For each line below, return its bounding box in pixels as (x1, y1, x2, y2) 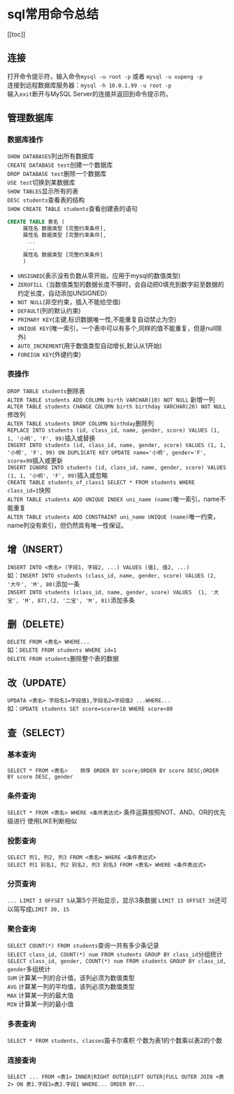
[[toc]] (7, 29, 26, 39)
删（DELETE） (7, 618, 70, 631)
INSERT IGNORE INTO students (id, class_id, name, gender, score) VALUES (7, 464, 227, 471)
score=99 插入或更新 (7, 456, 64, 465)
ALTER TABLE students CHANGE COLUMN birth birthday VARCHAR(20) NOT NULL (7, 403, 227, 410)
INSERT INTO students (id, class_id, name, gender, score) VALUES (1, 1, (7, 442, 227, 449)
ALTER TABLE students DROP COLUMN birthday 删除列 (7, 418, 154, 428)
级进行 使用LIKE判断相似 (7, 817, 78, 826)
